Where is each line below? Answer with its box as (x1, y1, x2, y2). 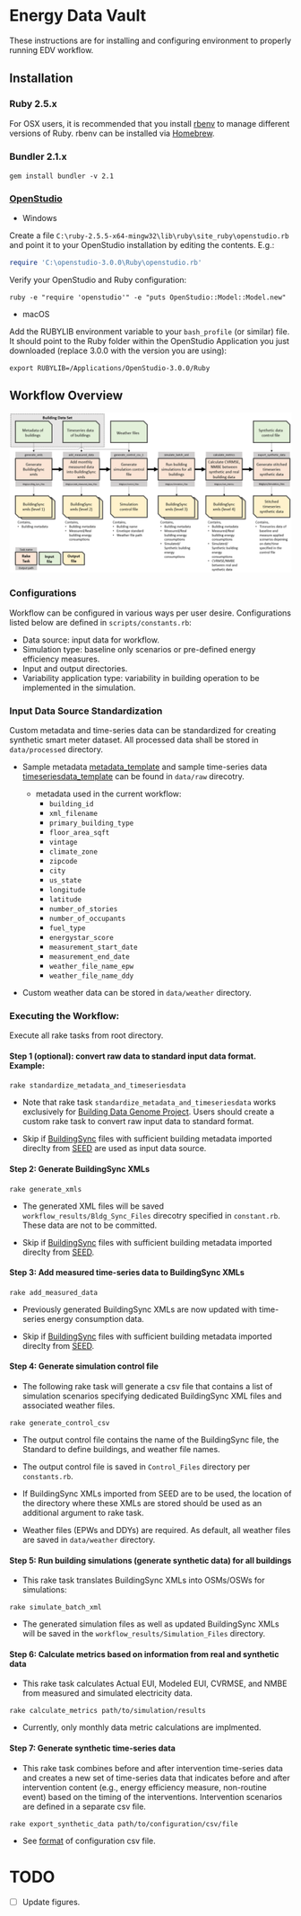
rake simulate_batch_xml (9, 1603, 102, 1612)
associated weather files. (21, 1400, 116, 1411)
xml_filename (48, 809, 99, 818)
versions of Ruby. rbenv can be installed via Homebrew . (9, 128, 215, 138)
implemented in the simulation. (21, 682, 136, 693)
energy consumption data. (47, 1313, 145, 1324)
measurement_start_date (48, 943, 138, 952)
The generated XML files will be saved (21, 1201, 164, 1211)
